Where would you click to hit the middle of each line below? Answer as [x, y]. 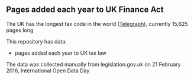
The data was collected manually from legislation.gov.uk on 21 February [94, 64]
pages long [20, 30]
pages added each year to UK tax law [60, 53]
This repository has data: [36, 41]
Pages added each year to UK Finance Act [85, 10]
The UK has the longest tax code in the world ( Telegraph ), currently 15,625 [97, 24]
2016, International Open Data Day [48, 71]
